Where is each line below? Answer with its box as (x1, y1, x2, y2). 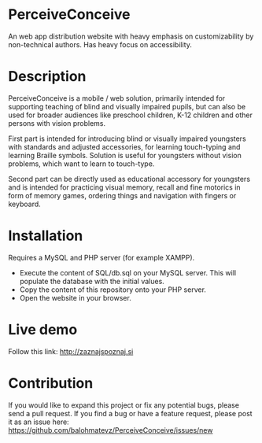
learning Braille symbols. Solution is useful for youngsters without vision (8, 150, 242, 160)
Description (8, 68, 87, 86)
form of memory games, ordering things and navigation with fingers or (8, 190, 237, 200)
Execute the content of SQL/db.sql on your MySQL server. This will (19, 268, 237, 277)
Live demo (8, 321, 78, 338)
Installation (8, 227, 83, 245)
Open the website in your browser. (19, 293, 131, 302)
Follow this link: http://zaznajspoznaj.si (8, 346, 134, 356)
